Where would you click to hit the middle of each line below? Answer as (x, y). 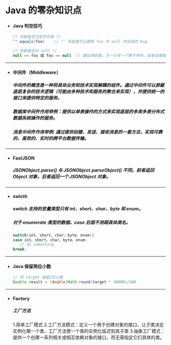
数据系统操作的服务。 (35, 118)
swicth (20, 196)
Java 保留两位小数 (32, 266)
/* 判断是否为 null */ (35, 51)
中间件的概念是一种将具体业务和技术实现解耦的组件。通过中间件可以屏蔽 (88, 85)
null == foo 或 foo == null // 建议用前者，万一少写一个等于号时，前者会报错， (91, 56)
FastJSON (23, 158)
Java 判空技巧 (27, 25)
